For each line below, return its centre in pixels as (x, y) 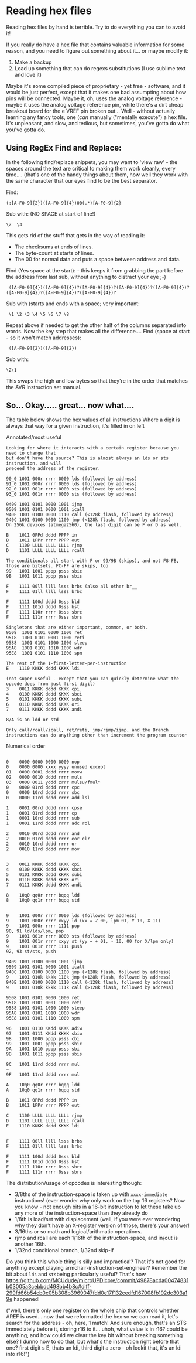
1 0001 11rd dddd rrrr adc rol (48, 823)
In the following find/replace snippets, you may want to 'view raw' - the (92, 162)
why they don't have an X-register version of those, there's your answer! (102, 1225)
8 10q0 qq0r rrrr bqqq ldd (43, 895)
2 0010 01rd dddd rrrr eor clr (48, 839)
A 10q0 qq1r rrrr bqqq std (43, 1090)
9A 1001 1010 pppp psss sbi (43, 1049)
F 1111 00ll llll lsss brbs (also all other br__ (72, 586)
